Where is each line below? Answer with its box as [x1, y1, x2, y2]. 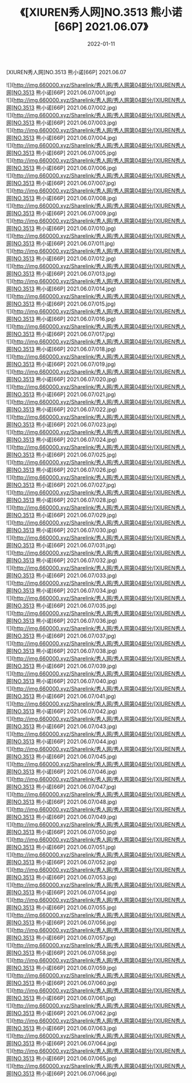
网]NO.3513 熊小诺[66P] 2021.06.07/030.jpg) [6, 526, 117, 534]
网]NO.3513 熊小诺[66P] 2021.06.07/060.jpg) [6, 979, 117, 986]
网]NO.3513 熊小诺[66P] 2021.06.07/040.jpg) [6, 677, 117, 685]
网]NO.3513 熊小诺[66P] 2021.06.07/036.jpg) [6, 617, 117, 624]
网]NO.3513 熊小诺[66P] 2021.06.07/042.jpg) [6, 708, 117, 715]
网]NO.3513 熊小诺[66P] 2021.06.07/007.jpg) [6, 179, 116, 187]
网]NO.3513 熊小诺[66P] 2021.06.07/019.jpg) [6, 360, 116, 368]
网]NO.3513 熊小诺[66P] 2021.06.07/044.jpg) [6, 738, 117, 745]
